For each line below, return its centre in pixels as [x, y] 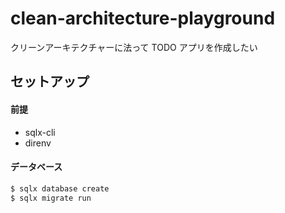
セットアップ [50, 82]
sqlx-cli [40, 132]
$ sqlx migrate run [51, 198]
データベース [36, 167]
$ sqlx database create [60, 188]
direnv [38, 143]
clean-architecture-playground [143, 18]
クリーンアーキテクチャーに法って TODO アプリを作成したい [134, 47]
